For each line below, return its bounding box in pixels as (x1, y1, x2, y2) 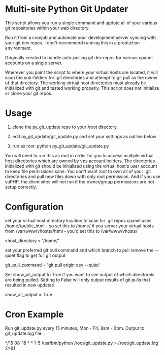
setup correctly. (5, 184, 37, 190)
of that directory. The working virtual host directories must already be (5, 80, 146, 86)
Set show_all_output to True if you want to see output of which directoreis (5, 271, 155, 277)
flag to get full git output (16, 252, 66, 258)
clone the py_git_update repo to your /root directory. (12, 124, 118, 130)
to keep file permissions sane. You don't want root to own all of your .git (5, 168, 151, 174)
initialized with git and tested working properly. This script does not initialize (5, 85, 159, 91)
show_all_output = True (5, 291, 53, 297)
